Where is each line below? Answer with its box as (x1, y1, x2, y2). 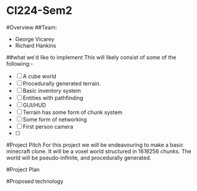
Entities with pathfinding (22, 94, 84, 101)
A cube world (22, 72, 56, 79)
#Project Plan (6, 166, 40, 173)
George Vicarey (15, 35, 55, 42)
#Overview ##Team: (6, 24, 58, 31)
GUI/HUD (22, 101, 47, 109)
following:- (6, 60, 33, 67)
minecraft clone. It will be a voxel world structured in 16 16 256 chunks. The (6, 147, 192, 155)
